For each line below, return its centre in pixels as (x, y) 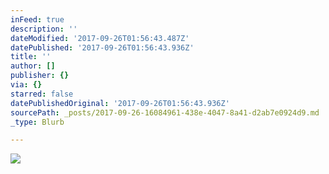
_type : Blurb (37, 122)
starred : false (42, 94)
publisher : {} (40, 76)
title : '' (31, 57)
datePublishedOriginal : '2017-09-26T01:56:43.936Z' (120, 103)
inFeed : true (37, 19)
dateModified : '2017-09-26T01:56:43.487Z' (100, 38)
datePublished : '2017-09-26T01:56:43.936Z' (102, 47)
